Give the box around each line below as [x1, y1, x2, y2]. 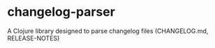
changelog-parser [7, 4, 115, 20]
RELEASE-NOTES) [7, 34, 60, 42]
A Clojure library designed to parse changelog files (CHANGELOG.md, [7, 27, 209, 35]
